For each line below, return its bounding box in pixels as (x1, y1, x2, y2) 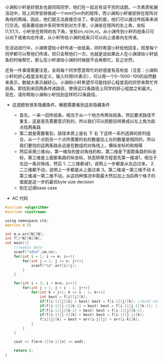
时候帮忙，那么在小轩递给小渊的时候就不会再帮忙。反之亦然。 (13, 57, 137, 63)
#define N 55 (5, 223, 32, 228)
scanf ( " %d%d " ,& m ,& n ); (14, 249, 57, 254)
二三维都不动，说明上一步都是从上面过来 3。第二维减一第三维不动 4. (19, 167, 156, 172)
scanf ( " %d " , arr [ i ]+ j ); (31, 263, 77, 268)
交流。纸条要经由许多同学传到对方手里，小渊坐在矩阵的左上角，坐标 (9, 22, 146, 28)
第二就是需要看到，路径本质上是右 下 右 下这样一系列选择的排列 (19, 131, 147, 136)
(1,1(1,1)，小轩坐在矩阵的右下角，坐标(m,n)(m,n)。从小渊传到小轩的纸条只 (5, 29, 150, 34)
